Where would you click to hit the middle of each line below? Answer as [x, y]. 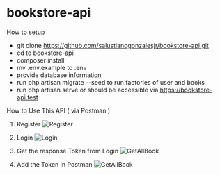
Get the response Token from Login [68, 151]
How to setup [26, 32]
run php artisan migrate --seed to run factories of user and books [110, 82]
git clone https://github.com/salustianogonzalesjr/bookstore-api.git [113, 45]
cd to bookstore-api [45, 53]
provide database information [59, 75]
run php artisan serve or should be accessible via [87, 90]
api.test [28, 97]
